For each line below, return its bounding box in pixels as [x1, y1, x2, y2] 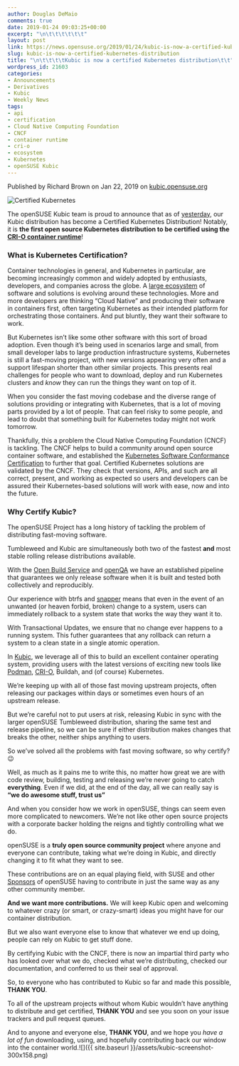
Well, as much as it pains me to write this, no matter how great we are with [7, 768, 225, 776]
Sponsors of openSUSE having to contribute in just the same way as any [7, 877, 220, 886]
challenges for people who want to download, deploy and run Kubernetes [7, 371, 223, 379]
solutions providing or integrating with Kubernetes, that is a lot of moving [7, 400, 221, 408]
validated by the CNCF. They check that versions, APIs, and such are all [7, 467, 218, 475]
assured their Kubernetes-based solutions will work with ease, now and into [7, 482, 230, 490]
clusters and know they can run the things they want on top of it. [7, 379, 197, 387]
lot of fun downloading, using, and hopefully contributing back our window [7, 1036, 226, 1045]
